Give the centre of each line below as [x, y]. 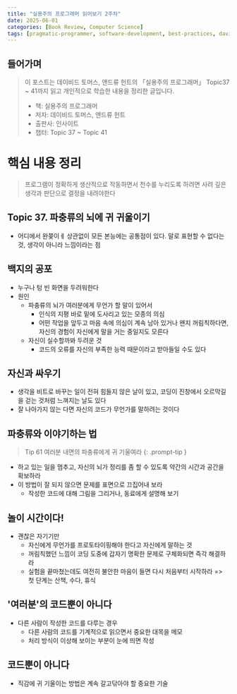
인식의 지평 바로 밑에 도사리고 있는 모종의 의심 [102, 314]
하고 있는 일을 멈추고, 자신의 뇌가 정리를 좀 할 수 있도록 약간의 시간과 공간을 [121, 467]
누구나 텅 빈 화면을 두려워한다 [58, 287]
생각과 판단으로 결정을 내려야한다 [70, 193]
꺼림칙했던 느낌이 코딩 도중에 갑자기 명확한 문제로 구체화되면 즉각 [117, 554]
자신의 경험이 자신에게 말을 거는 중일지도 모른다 [104, 331]
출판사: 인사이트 [57, 123]
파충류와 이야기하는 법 [52, 433]
